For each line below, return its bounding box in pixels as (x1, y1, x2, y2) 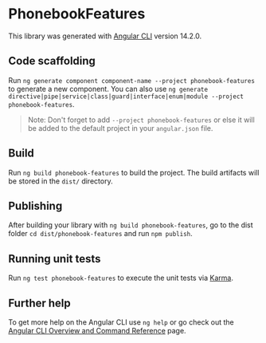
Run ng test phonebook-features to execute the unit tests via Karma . (8, 273, 233, 283)
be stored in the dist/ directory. (8, 176, 113, 186)
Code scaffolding (8, 54, 96, 68)
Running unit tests (8, 252, 101, 266)
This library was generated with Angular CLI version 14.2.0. (8, 31, 202, 41)
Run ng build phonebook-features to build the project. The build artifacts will (8, 168, 260, 177)
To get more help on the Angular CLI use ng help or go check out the (8, 317, 234, 327)
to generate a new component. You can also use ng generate (8, 84, 209, 93)
